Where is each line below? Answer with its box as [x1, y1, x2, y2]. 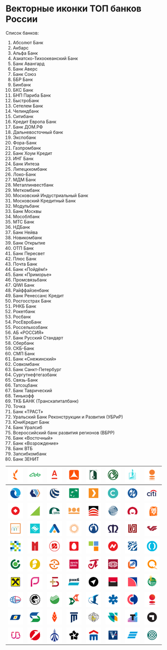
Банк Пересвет [12, 250, 45, 256]
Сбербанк [12, 340, 34, 346]
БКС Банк [12, 87, 34, 93]
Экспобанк [12, 134, 36, 140]
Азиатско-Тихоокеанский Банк [12, 55, 78, 61]
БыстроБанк [12, 97, 39, 103]
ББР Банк [12, 76, 33, 82]
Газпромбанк [12, 145, 41, 151]
